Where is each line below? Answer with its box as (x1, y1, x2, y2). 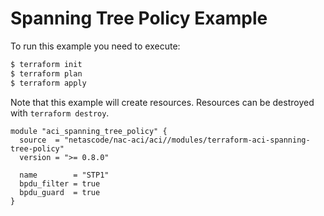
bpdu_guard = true (19, 187, 101, 197)
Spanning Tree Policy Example (10, 7, 268, 30)
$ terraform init (10, 59, 83, 69)
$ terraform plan (10, 68, 83, 79)
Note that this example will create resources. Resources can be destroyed (10, 96, 315, 108)
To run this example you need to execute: (10, 40, 181, 52)
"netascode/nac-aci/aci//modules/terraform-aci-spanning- (63, 135, 311, 145)
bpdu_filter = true (19, 178, 101, 189)
